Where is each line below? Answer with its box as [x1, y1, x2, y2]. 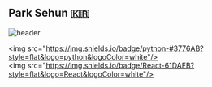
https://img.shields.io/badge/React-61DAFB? [45, 60, 195, 70]
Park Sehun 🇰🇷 [8, 6, 90, 20]
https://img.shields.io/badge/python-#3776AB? [45, 43, 205, 53]
